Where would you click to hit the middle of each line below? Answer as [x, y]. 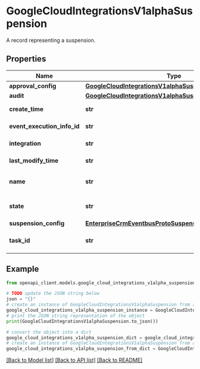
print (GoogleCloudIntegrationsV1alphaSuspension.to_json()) [82, 321]
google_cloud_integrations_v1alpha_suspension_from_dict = [81, 349]
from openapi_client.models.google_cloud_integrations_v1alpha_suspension [101, 283]
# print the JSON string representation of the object [76, 316]
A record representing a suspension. [51, 40]
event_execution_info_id [44, 126]
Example [23, 269]
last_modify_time [34, 161]
